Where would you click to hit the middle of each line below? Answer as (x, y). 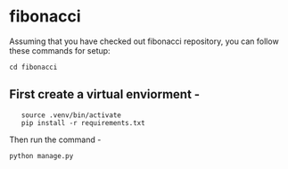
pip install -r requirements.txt (83, 123)
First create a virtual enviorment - (105, 94)
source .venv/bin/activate (71, 115)
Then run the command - (55, 139)
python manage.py (41, 156)
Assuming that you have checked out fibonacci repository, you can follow (144, 41)
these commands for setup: (60, 50)
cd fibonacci (33, 67)
